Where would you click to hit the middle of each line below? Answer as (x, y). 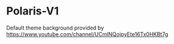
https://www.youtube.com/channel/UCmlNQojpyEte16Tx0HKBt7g (87, 34)
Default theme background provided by (55, 28)
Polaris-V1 (33, 11)
